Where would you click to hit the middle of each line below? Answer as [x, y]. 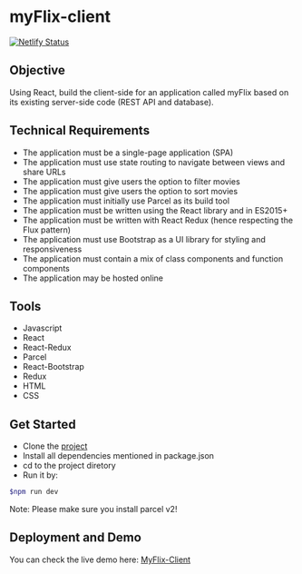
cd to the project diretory [69, 466]
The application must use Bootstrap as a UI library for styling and [144, 239]
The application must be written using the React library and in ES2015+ [155, 210]
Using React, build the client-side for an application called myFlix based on [149, 92]
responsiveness [52, 249]
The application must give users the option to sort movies [130, 191]
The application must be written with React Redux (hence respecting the [157, 220]
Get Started [43, 424]
